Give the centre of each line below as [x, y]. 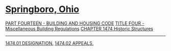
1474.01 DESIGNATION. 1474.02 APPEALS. [50, 43]
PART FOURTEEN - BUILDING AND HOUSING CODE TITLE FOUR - [75, 23]
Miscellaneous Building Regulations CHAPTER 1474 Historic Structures [79, 28]
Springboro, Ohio [42, 9]
